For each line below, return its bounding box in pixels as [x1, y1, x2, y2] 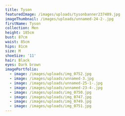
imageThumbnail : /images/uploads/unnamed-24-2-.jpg [5, 16, 114, 21]
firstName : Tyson [5, 21, 41, 26]
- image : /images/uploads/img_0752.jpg [9, 72, 92, 77]
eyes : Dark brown [5, 62, 41, 67]
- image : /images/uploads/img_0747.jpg [9, 94, 92, 99]
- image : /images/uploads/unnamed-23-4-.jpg [9, 85, 103, 90]
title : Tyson [5, 7, 32, 12]
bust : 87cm [5, 35, 28, 40]
